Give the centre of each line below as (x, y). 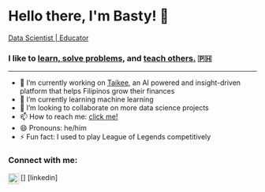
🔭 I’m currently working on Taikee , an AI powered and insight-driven (130, 83)
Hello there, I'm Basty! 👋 (89, 16)
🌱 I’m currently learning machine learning (86, 100)
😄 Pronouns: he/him (53, 128)
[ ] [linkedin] (39, 177)
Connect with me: (43, 161)
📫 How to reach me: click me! (69, 116)
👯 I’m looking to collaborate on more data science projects (114, 108)
